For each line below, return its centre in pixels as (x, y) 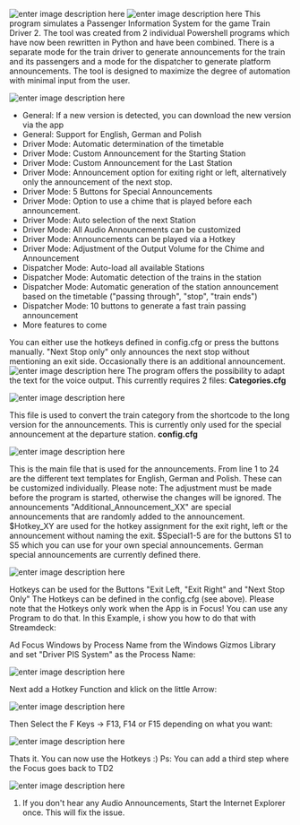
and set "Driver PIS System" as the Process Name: (103, 654)
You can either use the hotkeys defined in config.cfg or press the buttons (144, 342)
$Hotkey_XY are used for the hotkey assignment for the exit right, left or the (149, 526)
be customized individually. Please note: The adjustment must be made (141, 488)
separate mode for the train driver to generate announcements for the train (147, 52)
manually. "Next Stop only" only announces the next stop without (129, 352)
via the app (43, 125)
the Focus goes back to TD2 (61, 768)
